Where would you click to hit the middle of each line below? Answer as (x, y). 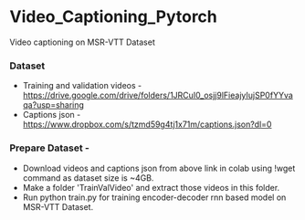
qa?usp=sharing (53, 105)
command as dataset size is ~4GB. (88, 178)
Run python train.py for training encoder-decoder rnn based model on (154, 197)
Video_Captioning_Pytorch (113, 17)
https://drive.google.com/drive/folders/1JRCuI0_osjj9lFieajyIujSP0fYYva (158, 95)
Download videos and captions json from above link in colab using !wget (159, 168)
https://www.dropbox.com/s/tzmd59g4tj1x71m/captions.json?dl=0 (147, 124)
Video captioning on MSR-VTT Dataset (82, 42)
